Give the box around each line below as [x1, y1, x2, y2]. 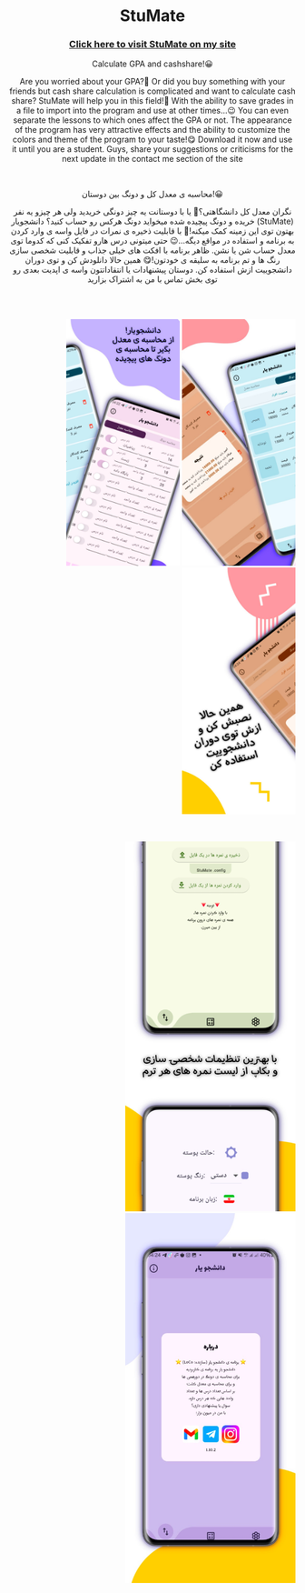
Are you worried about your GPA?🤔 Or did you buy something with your [19, 76, 286, 87]
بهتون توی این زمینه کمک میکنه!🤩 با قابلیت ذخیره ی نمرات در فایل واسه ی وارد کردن [10, 225, 295, 236]
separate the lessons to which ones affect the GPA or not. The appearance [13, 115, 292, 125]
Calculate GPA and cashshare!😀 [92, 58, 213, 69]
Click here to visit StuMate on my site [69, 38, 236, 51]
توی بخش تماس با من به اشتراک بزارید [87, 274, 218, 285]
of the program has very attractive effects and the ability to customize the [15, 125, 290, 135]
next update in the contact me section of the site [62, 154, 243, 165]
